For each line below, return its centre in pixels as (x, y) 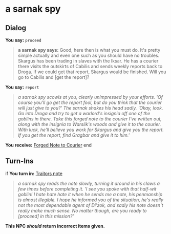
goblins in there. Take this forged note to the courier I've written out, (90, 119)
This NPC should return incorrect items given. (55, 226)
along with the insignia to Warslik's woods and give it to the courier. (89, 124)
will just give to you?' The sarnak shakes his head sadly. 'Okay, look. (90, 108)
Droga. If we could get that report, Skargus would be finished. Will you (92, 72)
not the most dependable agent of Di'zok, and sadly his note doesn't (90, 205)
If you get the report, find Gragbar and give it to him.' (74, 135)
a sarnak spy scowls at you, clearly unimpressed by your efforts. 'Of (90, 97)
